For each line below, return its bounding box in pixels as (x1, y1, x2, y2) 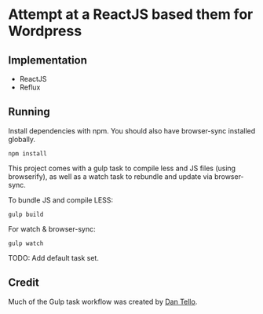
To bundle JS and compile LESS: (8, 195, 114, 205)
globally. (8, 134, 36, 144)
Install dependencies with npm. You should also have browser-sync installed (8, 126, 256, 135)
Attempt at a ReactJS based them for (8, 5, 254, 24)
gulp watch (8, 239, 44, 247)
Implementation (8, 53, 88, 67)
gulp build (8, 210, 44, 218)
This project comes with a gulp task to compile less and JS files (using (8, 163, 236, 173)
